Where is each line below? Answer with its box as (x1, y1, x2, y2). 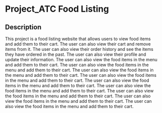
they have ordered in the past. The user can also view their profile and (5, 51, 146, 57)
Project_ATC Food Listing (5, 3, 109, 15)
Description (5, 23, 41, 31)
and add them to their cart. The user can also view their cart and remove (5, 41, 151, 47)
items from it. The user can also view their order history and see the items (5, 46, 154, 52)
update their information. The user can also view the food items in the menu (5, 57, 158, 62)
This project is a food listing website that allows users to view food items (5, 36, 151, 42)
